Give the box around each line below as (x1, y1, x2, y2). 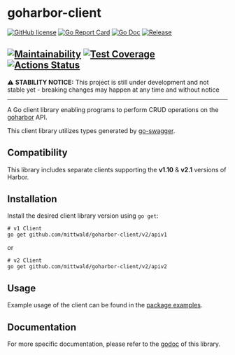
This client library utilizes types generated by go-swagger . (7, 126, 176, 134)
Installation (7, 193, 57, 204)
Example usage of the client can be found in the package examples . (7, 301, 203, 309)
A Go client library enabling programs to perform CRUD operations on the (7, 105, 219, 113)
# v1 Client (7, 225, 42, 232)
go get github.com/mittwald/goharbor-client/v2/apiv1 (7, 231, 168, 239)
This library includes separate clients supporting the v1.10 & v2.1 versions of (7, 165, 227, 174)
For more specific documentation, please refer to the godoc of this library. (7, 340, 221, 348)
